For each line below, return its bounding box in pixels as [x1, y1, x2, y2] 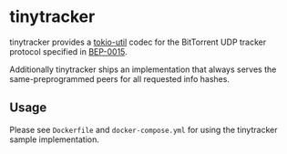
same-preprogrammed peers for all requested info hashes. [9, 73, 231, 84]
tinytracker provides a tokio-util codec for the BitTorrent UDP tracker [9, 36, 267, 47]
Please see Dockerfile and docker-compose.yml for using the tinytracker [9, 124, 278, 135]
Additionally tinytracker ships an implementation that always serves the [9, 64, 277, 75]
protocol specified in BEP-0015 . [9, 46, 128, 56]
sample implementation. [9, 134, 100, 145]
